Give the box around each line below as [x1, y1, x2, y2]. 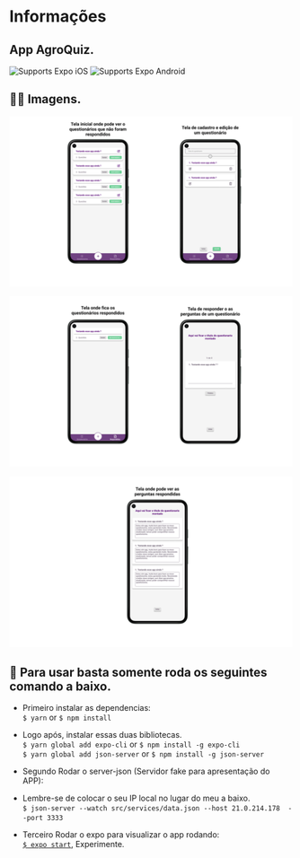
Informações [9, 6, 107, 27]
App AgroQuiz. [9, 42, 94, 57]
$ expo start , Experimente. [22, 839, 125, 850]
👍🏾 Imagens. [9, 92, 82, 107]
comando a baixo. [9, 679, 111, 694]
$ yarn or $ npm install [22, 712, 112, 723]
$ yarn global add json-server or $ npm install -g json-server [22, 749, 265, 759]
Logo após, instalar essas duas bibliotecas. [22, 730, 182, 740]
